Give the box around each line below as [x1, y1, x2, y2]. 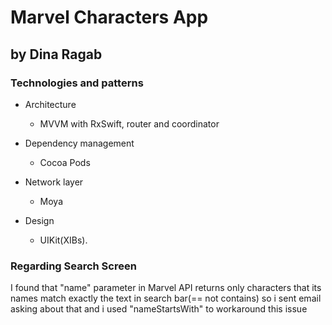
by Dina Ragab [10, 46, 103, 63]
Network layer [24, 176, 84, 188]
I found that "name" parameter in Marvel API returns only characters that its [10, 282, 322, 294]
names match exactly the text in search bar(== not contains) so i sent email [10, 292, 322, 305]
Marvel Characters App [10, 6, 209, 29]
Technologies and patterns [10, 76, 144, 90]
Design [24, 214, 55, 226]
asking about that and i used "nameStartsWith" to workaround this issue [10, 303, 308, 315]
